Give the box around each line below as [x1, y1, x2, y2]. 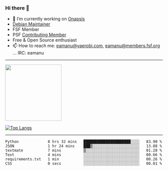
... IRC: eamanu [12, 50, 44, 56]
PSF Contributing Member [12, 32, 66, 38]
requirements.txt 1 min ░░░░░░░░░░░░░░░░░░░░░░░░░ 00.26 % [5, 157, 162, 162]
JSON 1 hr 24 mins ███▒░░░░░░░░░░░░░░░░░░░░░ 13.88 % [5, 143, 162, 149]
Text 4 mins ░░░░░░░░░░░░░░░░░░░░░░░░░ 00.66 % [5, 152, 162, 157]
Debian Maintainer [12, 21, 50, 27]
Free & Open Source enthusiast [12, 37, 77, 43]
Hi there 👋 [5, 4, 30, 11]
